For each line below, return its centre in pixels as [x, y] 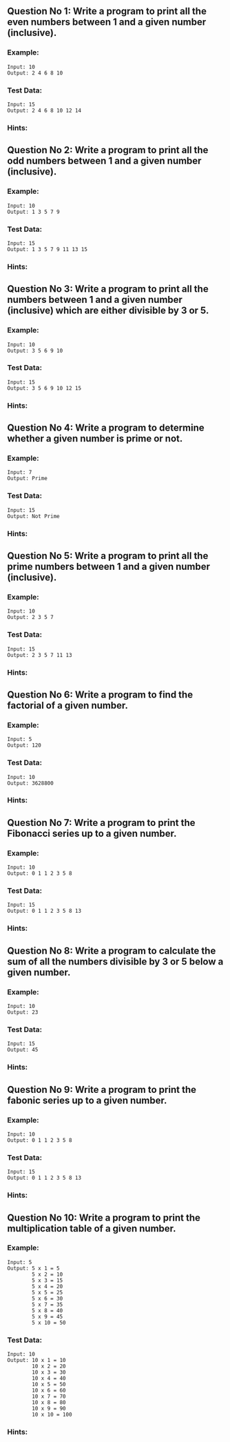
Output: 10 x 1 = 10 [37, 1361]
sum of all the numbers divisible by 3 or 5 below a [115, 961]
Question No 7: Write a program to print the [101, 823]
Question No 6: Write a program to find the [100, 694]
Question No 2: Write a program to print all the [108, 150]
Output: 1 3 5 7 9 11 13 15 [48, 249]
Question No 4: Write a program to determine [106, 428]
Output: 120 [24, 745]
